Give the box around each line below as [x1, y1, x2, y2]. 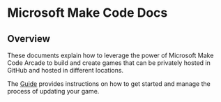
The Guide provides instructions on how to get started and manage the [7, 80, 211, 88]
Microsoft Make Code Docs [7, 5, 168, 21]
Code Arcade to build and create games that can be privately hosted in [7, 59, 211, 67]
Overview [7, 33, 51, 45]
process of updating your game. [7, 87, 100, 95]
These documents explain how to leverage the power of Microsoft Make [7, 51, 214, 59]
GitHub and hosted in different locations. [7, 66, 124, 74]
